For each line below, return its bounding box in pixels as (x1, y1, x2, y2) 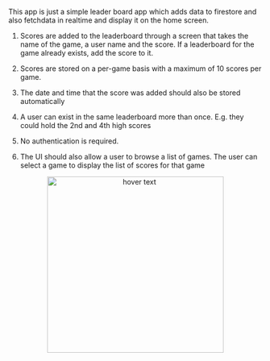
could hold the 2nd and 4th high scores (19, 121, 152, 130)
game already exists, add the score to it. (19, 48, 154, 57)
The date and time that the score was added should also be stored (19, 88, 241, 98)
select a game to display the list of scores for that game (19, 160, 206, 170)
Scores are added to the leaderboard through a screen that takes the (19, 31, 249, 40)
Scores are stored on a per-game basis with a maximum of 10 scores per (19, 64, 262, 73)
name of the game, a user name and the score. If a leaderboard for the (19, 39, 255, 49)
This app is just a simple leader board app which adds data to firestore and (8, 7, 257, 16)
